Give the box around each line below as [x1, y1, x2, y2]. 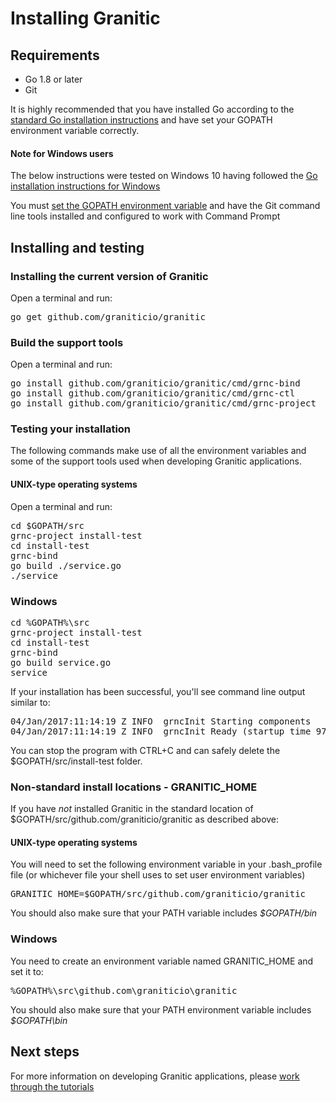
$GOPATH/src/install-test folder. [10, 755, 143, 767]
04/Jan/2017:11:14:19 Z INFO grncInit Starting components [10, 715, 312, 727]
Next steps [10, 1043, 80, 1061]
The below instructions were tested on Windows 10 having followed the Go [10, 170, 318, 182]
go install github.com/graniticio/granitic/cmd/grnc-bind [10, 378, 301, 389]
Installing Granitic [10, 7, 161, 30]
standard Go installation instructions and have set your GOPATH [10, 114, 273, 126]
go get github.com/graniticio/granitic [10, 311, 206, 322]
